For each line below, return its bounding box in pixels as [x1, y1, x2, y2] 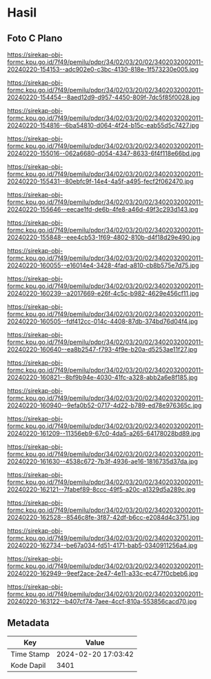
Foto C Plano [7, 32, 63, 44]
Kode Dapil [10, 660, 46, 670]
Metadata [7, 617, 50, 629]
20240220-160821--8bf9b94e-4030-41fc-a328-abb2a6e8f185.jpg [7, 374, 198, 381]
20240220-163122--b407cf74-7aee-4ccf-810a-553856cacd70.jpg [7, 598, 197, 605]
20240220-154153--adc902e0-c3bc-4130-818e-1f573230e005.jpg [7, 65, 199, 73]
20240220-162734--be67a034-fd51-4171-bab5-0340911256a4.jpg [7, 541, 198, 549]
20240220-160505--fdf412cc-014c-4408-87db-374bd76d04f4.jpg [7, 317, 199, 325]
